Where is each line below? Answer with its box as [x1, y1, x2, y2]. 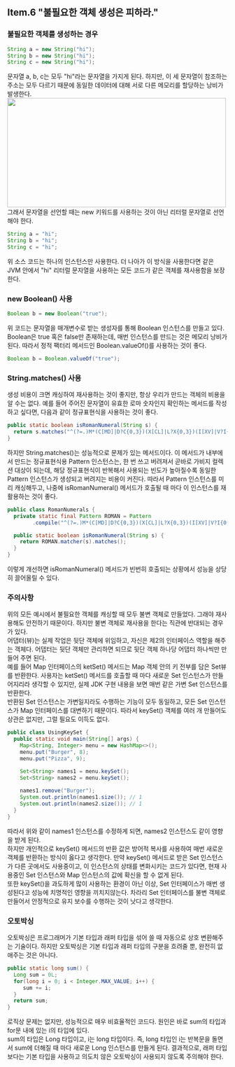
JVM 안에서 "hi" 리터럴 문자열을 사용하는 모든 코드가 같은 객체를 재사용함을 [7, 265, 212, 274]
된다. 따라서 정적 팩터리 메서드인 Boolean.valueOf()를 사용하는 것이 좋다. [7, 342, 207, 350]
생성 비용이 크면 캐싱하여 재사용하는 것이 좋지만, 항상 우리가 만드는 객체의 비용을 [7, 391, 226, 399]
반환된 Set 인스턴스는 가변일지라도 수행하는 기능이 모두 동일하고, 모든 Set [7, 697, 208, 706]
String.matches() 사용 [7, 373, 82, 383]
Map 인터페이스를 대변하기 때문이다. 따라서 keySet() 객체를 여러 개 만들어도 [20, 706, 227, 715]
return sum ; [13, 997, 49, 1005]
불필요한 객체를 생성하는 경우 [7, 29, 99, 39]
